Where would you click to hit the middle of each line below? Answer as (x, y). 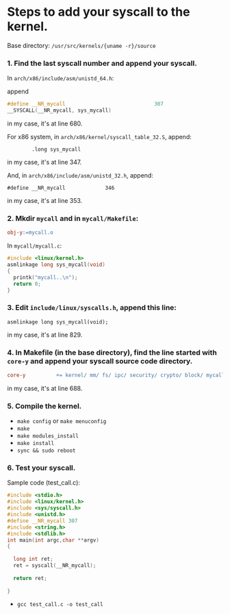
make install (36, 444)
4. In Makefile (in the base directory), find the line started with (112, 352)
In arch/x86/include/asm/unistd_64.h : (61, 78)
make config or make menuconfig (62, 421)
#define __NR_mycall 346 (61, 188)
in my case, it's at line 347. (44, 162)
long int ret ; (33, 559)
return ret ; (30, 578)
